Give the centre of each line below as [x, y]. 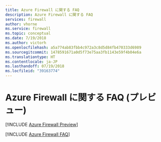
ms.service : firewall [28, 29]
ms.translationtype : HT [30, 57]
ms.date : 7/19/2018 [26, 38]
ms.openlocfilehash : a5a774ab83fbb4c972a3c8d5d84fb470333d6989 [73, 48]
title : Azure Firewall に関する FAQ [42, 10]
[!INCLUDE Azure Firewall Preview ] [42, 124]
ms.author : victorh [26, 43]
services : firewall [26, 19]
